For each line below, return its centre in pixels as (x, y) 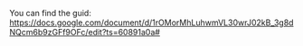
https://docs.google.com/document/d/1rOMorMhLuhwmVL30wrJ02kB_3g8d (151, 23)
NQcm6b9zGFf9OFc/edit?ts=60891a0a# (85, 32)
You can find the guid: (51, 13)
